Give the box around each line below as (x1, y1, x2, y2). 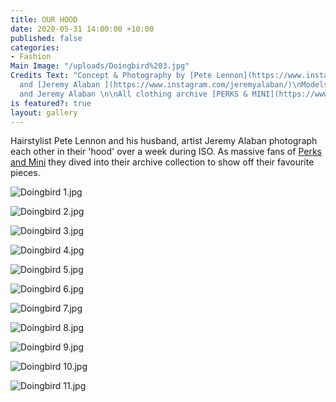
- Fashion (10, 52, 52, 62)
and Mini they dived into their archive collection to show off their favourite (10, 156, 315, 168)
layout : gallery (10, 107, 78, 118)
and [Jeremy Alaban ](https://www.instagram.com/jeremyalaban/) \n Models (19, 80, 329, 90)
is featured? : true (10, 98, 92, 108)
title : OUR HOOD (10, 14, 78, 25)
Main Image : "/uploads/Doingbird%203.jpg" (10, 61, 190, 71)
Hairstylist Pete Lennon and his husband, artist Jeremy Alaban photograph (10, 135, 318, 147)
